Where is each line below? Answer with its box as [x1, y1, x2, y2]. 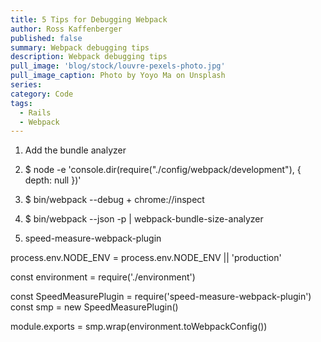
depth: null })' [24, 174, 82, 186]
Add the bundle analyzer [24, 144, 127, 156]
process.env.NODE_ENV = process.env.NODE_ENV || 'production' [10, 252, 282, 264]
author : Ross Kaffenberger [10, 24, 123, 34]
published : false [10, 33, 83, 43]
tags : [10, 98, 33, 108]
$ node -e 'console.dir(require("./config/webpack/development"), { [24, 164, 302, 176]
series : [10, 80, 43, 90]
